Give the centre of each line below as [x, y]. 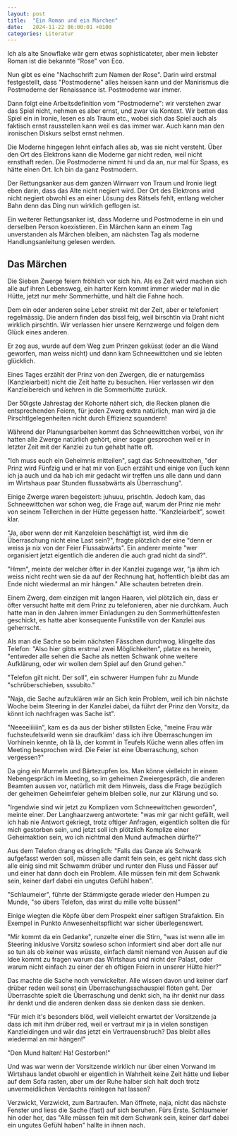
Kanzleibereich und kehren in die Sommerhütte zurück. [87, 389]
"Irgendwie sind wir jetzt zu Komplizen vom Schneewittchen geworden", [112, 807]
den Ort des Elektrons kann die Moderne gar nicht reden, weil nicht [105, 155]
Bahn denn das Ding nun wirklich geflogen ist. [74, 206]
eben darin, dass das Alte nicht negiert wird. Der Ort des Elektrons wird [111, 191]
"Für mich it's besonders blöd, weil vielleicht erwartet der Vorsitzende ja [112, 1017]
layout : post [26, 14]
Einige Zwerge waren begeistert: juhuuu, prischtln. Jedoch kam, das [107, 497]
